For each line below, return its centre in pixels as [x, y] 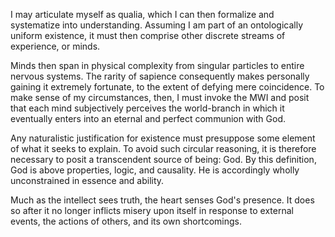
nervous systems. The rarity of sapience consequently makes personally [160, 76]
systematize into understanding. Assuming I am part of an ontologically [156, 25]
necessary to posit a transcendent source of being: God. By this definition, [163, 159]
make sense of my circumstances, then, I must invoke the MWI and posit [160, 97]
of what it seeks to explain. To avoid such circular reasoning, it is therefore [163, 148]
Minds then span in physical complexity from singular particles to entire [157, 65]
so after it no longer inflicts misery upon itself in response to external [152, 210]
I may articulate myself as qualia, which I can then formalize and [142, 14]
